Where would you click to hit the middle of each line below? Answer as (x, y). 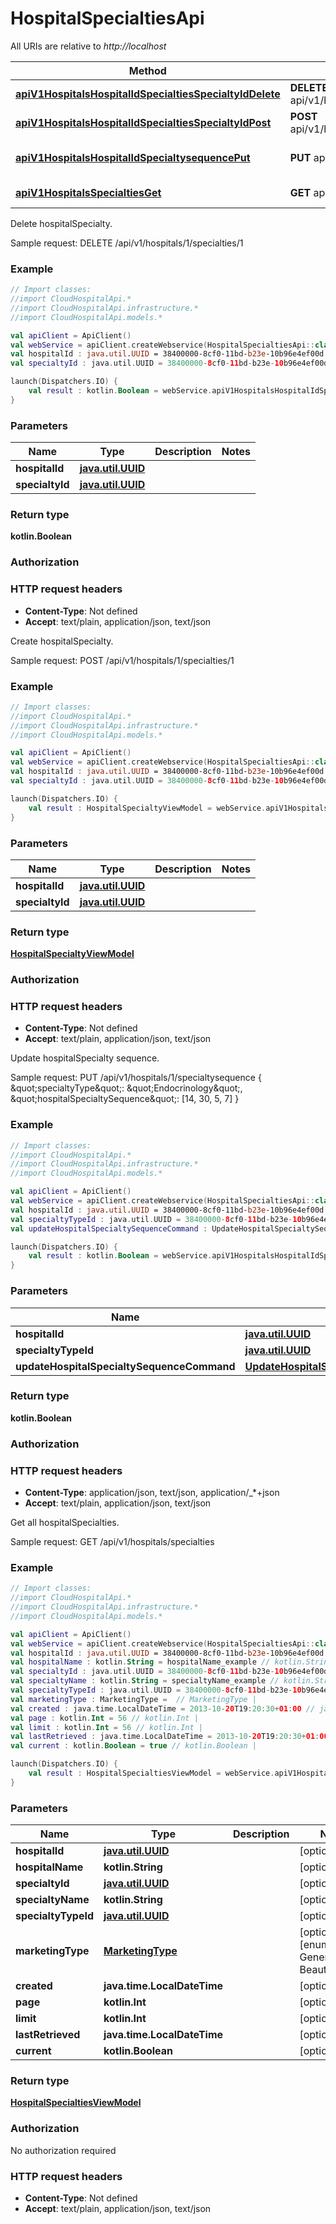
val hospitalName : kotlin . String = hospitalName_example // (140, 1662)
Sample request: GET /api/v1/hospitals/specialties (112, 1542)
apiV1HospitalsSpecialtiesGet (88, 192)
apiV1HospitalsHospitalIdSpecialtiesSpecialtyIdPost (143, 122)
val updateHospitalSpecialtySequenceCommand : (109, 1228)
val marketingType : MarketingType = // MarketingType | (133, 1699)
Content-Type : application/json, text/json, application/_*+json (152, 1493)
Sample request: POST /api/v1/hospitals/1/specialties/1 (122, 660)
